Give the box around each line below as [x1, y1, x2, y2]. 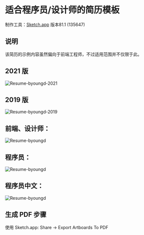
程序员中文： [5, 182, 44, 190]
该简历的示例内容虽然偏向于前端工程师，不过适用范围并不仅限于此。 [5, 51, 142, 57]
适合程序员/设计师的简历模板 [5, 4, 120, 16]
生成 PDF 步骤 [5, 211, 47, 219]
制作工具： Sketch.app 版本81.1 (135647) [5, 22, 85, 27]
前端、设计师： [5, 124, 50, 133]
